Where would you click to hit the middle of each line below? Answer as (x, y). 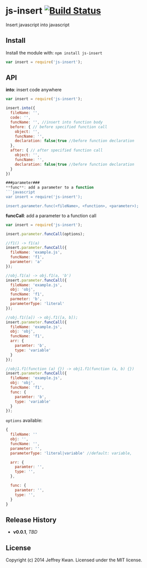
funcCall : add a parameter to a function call (51, 215)
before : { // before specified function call (59, 127)
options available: (24, 420)
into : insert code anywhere (34, 90)
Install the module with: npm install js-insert (54, 52)
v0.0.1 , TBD (25, 532)
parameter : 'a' (26, 262)
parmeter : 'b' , (26, 299)
